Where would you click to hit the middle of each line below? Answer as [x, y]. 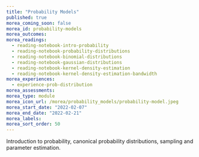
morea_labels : [24, 118]
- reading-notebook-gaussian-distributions [67, 62]
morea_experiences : [31, 79]
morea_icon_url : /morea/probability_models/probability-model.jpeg [93, 101]
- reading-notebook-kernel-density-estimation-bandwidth [84, 74]
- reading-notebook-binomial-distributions [67, 57]
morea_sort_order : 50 [33, 124]
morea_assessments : [31, 91]
